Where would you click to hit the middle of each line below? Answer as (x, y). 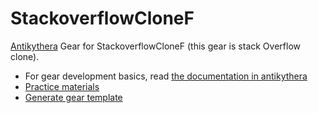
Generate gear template (73, 97)
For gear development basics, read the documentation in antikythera (166, 76)
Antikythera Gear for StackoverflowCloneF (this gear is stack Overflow (155, 46)
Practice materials (62, 86)
